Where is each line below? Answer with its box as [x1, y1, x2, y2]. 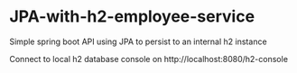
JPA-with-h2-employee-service [9, 6, 255, 27]
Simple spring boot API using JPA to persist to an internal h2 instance [9, 36, 268, 47]
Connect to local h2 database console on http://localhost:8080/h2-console [9, 53, 289, 64]
